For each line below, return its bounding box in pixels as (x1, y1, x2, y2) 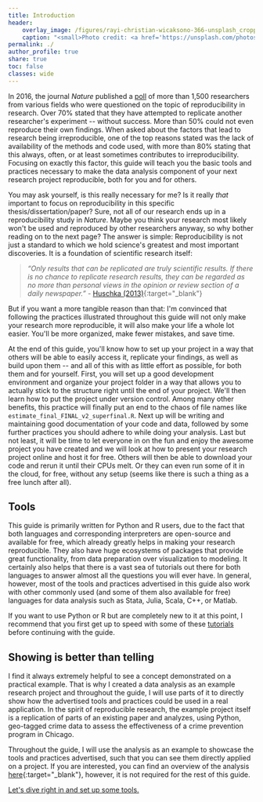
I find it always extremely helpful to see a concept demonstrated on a (8, 672, 232, 681)
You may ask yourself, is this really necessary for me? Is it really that (8, 190, 229, 199)
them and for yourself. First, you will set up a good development (8, 369, 214, 378)
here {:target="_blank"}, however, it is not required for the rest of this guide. (8, 770, 250, 779)
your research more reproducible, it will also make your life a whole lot (8, 320, 235, 330)
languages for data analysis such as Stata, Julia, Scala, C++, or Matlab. (8, 596, 238, 605)
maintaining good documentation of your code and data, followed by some (8, 419, 249, 428)
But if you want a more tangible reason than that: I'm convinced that (8, 304, 227, 313)
